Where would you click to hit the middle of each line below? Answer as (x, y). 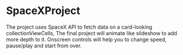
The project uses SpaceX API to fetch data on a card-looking (79, 27)
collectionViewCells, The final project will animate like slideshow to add (91, 33)
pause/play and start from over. (44, 46)
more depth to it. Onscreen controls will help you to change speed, (86, 39)
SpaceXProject (43, 11)
